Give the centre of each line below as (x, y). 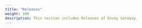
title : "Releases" (24, 9)
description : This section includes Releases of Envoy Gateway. (71, 18)
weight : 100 (17, 14)
